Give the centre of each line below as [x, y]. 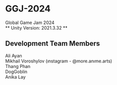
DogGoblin [16, 71]
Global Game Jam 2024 [30, 22]
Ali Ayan [14, 55]
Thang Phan [18, 66]
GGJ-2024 [28, 9]
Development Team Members [52, 44]
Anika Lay [16, 77]
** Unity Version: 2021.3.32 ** [36, 27]
